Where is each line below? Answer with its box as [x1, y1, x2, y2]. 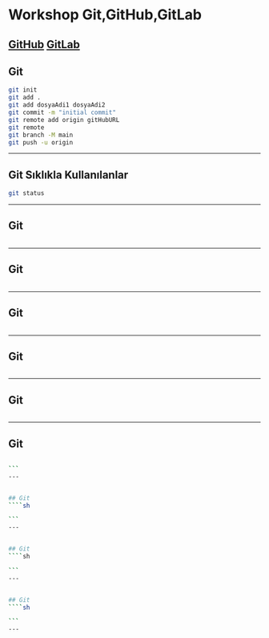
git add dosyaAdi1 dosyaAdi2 [8, 101, 106, 109]
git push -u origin [8, 138, 74, 146]
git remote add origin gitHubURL [8, 116, 120, 124]
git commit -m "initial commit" [8, 108, 116, 117]
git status [8, 189, 45, 197]
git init [8, 86, 38, 94]
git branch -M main [8, 131, 74, 139]
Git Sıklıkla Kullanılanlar [8, 168, 129, 181]
